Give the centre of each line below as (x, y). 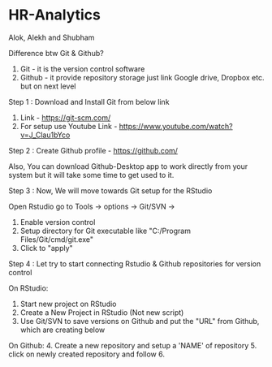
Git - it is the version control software (82, 69)
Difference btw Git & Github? (56, 53)
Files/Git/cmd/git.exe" (57, 239)
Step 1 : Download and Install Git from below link (89, 101)
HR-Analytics (55, 15)
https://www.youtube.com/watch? (176, 126)
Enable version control (58, 222)
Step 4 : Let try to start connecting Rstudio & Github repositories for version (135, 263)
